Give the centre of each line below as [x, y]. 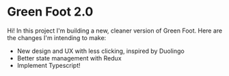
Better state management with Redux [69, 58]
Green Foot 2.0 [50, 12]
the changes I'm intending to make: [57, 37]
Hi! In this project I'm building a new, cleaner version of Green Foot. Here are [115, 31]
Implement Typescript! [49, 65]
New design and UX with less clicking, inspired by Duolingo [100, 51]
